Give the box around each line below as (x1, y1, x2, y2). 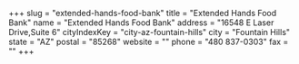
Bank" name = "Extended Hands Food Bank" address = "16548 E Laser (8, 17, 274, 28)
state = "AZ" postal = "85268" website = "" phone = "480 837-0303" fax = (8, 36, 289, 47)
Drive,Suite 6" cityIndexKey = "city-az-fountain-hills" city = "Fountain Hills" (8, 27, 291, 37)
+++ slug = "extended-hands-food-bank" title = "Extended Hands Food (8, 8, 277, 18)
